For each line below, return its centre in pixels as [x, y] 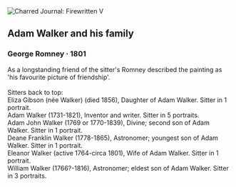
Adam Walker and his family [71, 34]
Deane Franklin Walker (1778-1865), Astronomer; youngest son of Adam [113, 138]
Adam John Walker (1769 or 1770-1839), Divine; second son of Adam [109, 122]
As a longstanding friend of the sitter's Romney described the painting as [115, 69]
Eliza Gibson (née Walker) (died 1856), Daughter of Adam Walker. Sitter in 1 [117, 100]
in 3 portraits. [27, 176]
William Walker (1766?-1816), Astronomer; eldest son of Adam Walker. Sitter [118, 168]
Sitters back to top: [35, 92]
